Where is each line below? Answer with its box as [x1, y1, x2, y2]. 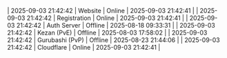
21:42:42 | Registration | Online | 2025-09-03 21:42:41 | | [26, 14, 188, 22]
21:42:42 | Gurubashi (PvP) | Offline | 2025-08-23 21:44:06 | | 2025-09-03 [7, 36, 221, 44]
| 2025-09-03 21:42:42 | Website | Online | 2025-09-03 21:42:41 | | [7, 7, 199, 14]
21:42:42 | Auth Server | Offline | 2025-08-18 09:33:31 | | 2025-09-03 [16, 21, 215, 29]
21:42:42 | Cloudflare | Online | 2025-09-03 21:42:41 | [7, 43, 161, 51]
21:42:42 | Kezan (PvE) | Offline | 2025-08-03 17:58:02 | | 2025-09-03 [7, 28, 208, 37]
